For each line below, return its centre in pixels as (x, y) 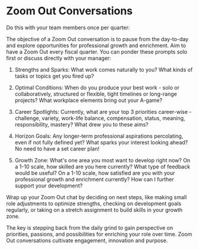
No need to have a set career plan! (57, 149)
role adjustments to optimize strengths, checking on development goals (94, 203)
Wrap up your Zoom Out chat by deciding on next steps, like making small (97, 197)
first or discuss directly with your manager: (59, 58)
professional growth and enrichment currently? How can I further (94, 179)
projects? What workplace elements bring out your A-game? (89, 100)
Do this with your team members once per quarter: (68, 27)
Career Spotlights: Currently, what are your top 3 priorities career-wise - (103, 112)
